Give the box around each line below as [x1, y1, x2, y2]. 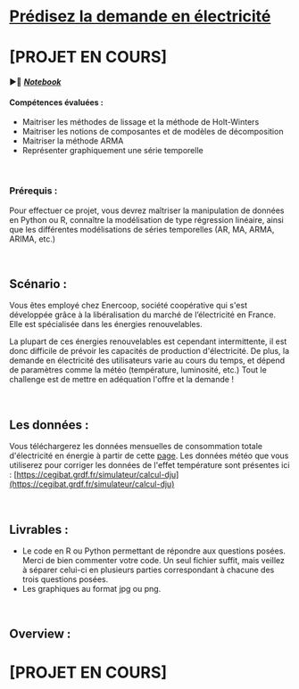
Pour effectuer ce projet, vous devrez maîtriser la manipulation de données [9, 205, 285, 216]
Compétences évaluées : [9, 96, 104, 108]
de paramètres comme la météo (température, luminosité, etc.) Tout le [9, 365, 268, 375]
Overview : [9, 627, 71, 642]
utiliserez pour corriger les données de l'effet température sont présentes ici [9, 460, 290, 471]
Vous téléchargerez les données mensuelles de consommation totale [9, 441, 263, 452]
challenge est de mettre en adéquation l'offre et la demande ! [9, 374, 235, 385]
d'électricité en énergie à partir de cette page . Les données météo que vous [9, 450, 289, 461]
